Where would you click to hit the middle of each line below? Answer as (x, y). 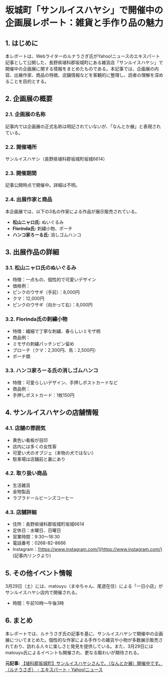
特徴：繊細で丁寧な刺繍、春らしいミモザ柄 (56, 331)
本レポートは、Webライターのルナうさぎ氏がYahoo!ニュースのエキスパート (83, 56)
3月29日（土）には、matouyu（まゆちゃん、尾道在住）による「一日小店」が (84, 586)
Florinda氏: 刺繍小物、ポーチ (42, 228)
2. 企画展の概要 (29, 99)
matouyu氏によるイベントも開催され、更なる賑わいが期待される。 (73, 652)
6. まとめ (19, 621)
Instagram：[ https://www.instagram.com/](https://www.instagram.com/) (87, 549)
